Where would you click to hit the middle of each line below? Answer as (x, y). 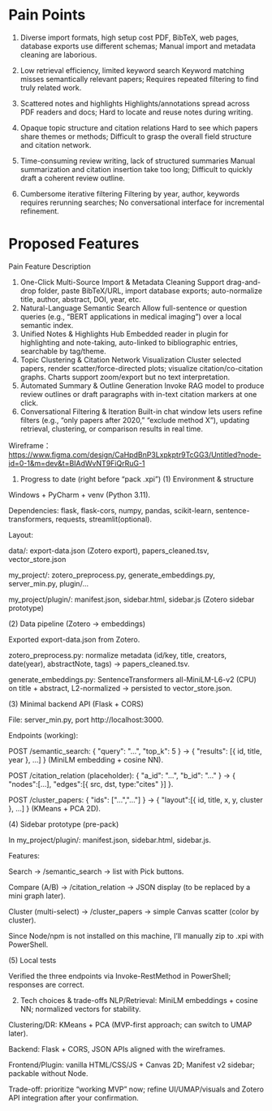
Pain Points (47, 15)
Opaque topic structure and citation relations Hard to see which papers (139, 128)
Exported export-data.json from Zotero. (74, 639)
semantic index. (47, 325)
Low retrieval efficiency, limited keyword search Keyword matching (132, 70)
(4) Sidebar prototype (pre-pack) (64, 824)
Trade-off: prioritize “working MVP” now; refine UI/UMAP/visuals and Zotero (136, 1089)
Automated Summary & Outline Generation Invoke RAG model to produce (142, 385)
